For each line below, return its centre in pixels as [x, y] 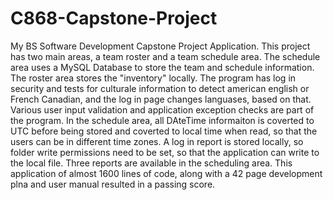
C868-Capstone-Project [114, 18]
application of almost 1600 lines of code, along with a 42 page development [166, 173]
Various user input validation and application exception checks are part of [162, 109]
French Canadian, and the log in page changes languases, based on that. [161, 99]
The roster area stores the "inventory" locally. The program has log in [153, 78]
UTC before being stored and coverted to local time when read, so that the [164, 131]
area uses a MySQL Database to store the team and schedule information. [162, 67]
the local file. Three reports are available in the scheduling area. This [151, 163]
